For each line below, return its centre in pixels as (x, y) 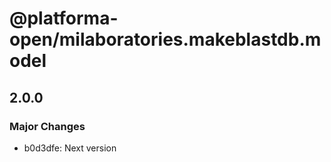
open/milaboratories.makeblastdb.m (165, 39)
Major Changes (47, 126)
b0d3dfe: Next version (70, 148)
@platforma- (64, 18)
